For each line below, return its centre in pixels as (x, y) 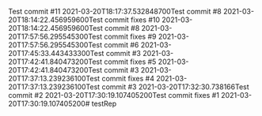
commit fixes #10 (132, 20)
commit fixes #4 (128, 79)
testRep (104, 103)
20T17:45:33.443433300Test (56, 53)
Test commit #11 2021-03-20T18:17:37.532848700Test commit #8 (115, 11)
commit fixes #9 (130, 36)
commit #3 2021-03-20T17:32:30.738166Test (175, 87)
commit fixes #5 (130, 62)
